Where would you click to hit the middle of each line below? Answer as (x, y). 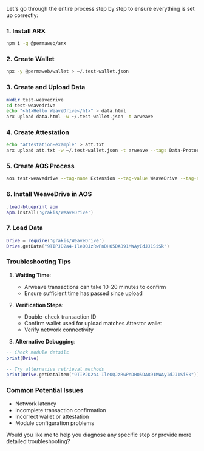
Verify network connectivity (59, 330)
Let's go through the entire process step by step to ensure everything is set (101, 9)
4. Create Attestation (38, 132)
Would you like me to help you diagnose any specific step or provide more (99, 435)
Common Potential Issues (45, 390)
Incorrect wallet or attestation (52, 416)
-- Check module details (38, 352)
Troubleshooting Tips (39, 262)
